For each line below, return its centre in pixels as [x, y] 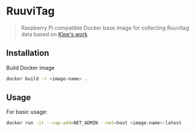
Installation [28, 53]
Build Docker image [31, 68]
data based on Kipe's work [54, 34]
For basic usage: [27, 112]
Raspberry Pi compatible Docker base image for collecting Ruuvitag [105, 28]
